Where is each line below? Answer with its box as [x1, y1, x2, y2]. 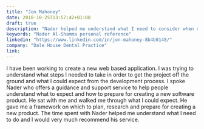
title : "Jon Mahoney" [6, 8, 61, 15]
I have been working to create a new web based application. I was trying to [6, 64, 194, 72]
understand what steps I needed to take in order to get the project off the [6, 71, 189, 78]
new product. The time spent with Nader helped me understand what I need [6, 109, 196, 116]
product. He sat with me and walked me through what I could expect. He [6, 96, 188, 104]
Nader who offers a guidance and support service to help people [6, 84, 169, 91]
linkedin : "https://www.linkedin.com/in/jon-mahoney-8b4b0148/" [6, 37, 172, 43]
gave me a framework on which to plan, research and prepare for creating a [6, 103, 196, 110]
